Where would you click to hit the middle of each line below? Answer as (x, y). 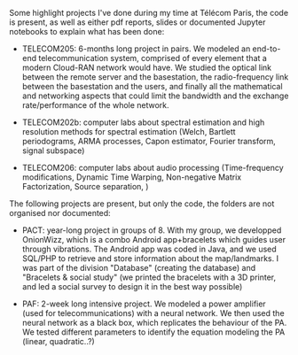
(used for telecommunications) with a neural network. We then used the (153, 313)
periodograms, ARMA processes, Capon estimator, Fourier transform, (149, 141)
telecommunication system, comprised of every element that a (153, 58)
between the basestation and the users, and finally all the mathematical (152, 86)
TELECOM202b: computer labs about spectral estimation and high (143, 122)
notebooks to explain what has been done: (87, 31)
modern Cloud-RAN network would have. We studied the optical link (147, 67)
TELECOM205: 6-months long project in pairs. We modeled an (136, 49)
